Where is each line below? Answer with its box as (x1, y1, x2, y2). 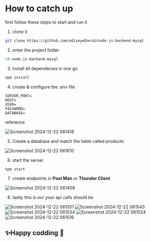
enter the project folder (12, 47, 60, 53)
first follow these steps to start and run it (5, 19, 88, 25)
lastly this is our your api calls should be (12, 194, 93, 200)
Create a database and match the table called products (12, 138, 124, 144)
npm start (5, 166, 26, 172)
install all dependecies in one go (12, 65, 78, 71)
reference (5, 119, 25, 125)
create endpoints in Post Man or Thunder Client (12, 175, 111, 182)
